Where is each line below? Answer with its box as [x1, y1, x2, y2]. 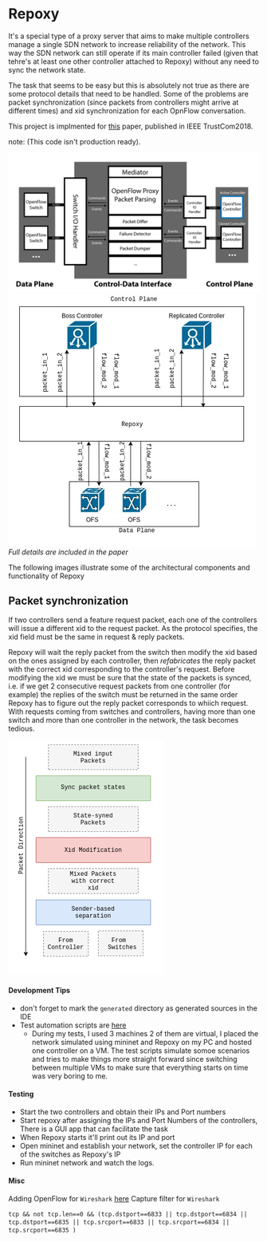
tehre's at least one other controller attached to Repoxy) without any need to [8, 57, 259, 66]
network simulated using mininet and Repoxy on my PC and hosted [31, 1037, 253, 1047]
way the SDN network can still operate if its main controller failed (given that [8, 48, 259, 57]
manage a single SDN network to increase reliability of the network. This [8, 39, 246, 49]
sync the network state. [8, 65, 86, 74]
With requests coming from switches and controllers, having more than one [8, 707, 256, 716]
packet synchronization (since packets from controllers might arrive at [8, 97, 239, 107]
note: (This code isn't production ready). [8, 136, 141, 146]
